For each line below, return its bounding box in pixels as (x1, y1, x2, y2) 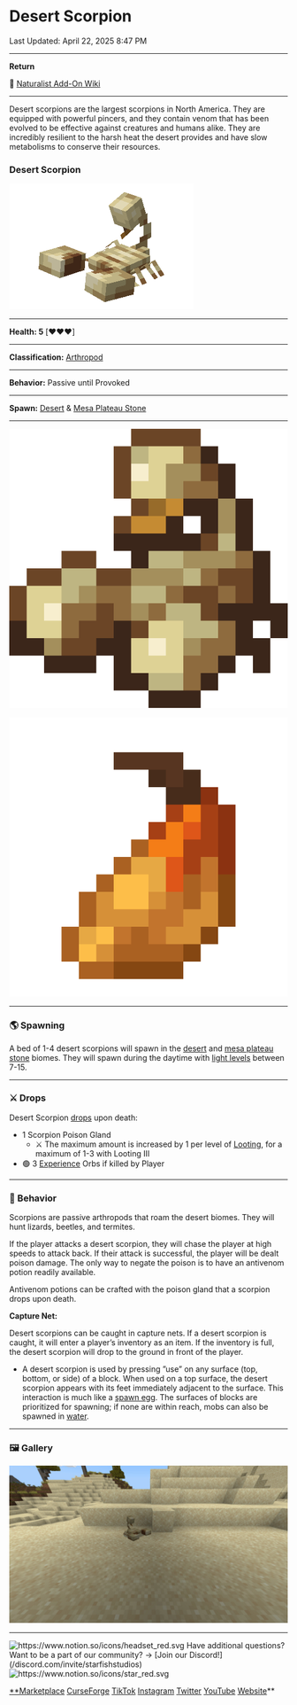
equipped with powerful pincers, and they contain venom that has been (9, 113, 270, 123)
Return (9, 60, 35, 72)
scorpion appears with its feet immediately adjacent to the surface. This (21, 1382, 285, 1393)
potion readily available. (9, 1267, 96, 1278)
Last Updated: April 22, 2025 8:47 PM (9, 35, 148, 46)
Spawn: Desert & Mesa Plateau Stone (9, 403, 147, 414)
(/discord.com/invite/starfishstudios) (9, 1659, 143, 1670)
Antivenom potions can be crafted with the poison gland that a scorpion (9, 1284, 270, 1295)
